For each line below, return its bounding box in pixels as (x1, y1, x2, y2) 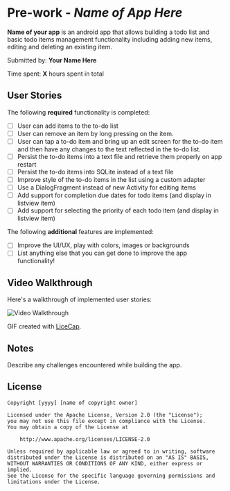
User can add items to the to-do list (17, 122, 119, 130)
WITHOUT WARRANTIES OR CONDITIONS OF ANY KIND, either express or (7, 460, 203, 467)
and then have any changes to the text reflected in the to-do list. (17, 144, 201, 153)
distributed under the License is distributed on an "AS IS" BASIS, (7, 453, 209, 461)
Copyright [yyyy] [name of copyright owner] (7, 399, 138, 406)
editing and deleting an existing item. (7, 42, 112, 51)
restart (17, 160, 37, 168)
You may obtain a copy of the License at (7, 424, 129, 431)
